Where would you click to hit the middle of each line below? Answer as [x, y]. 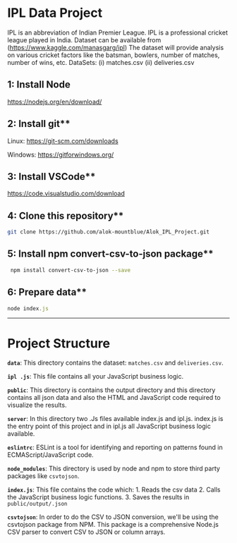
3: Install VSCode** [51, 177]
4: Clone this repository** [66, 215]
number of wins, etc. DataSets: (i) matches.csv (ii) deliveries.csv [101, 62]
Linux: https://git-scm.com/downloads [63, 141]
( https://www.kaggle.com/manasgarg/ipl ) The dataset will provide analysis [116, 47]
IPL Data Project [55, 13]
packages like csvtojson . [43, 476]
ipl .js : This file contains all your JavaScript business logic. [96, 377]
